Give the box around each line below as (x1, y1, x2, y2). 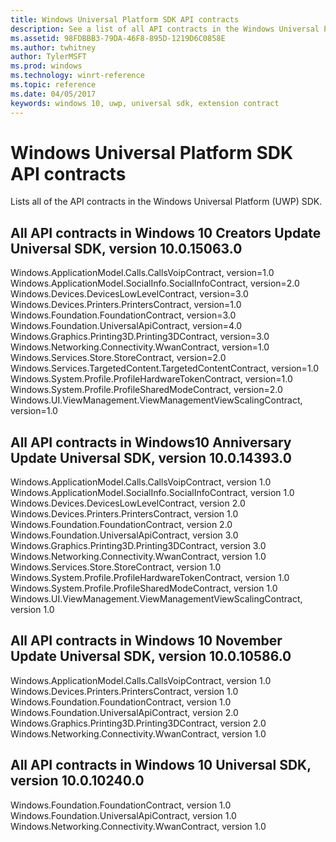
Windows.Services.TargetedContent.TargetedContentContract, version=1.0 (10, 362, 320, 375)
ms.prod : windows (10, 61, 83, 71)
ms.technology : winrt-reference (10, 71, 145, 81)
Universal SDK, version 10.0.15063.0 (10, 240, 243, 257)
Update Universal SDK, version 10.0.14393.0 (10, 449, 292, 466)
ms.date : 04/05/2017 (10, 89, 97, 99)
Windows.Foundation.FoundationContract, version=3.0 (10, 309, 237, 321)
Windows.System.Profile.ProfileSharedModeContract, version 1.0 (10, 582, 278, 595)
